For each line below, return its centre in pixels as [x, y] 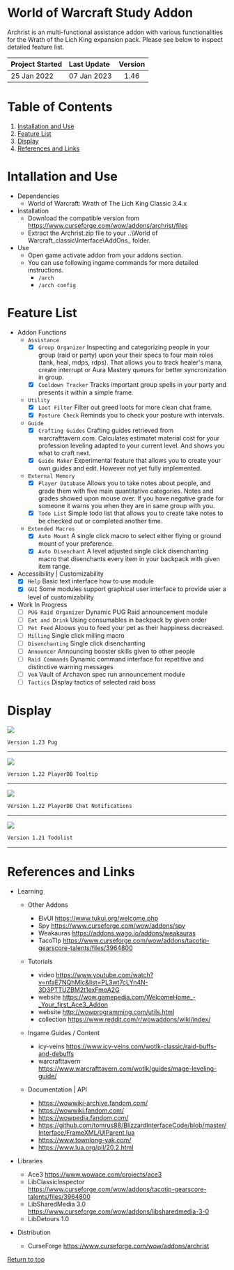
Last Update [89, 64]
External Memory [51, 476]
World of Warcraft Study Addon [100, 13]
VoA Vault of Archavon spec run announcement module [107, 674]
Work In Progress [42, 604]
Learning [30, 891]
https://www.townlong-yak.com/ [85, 1140]
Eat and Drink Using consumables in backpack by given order [117, 620]
